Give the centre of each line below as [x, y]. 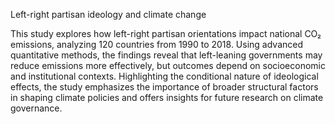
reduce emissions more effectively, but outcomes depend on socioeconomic [168, 65]
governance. [36, 108]
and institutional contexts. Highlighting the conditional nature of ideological [164, 76]
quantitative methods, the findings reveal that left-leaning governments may [166, 55]
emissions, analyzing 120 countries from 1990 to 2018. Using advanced [157, 44]
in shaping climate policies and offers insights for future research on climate [167, 97]
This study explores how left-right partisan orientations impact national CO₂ [166, 33]
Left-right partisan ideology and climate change [108, 14]
